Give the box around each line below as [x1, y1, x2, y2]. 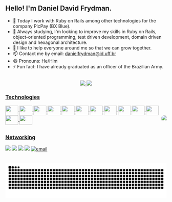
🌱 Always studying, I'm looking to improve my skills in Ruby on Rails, [12, 28, 157, 35]
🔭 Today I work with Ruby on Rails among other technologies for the [12, 17, 156, 23]
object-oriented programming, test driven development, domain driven [12, 34, 162, 40]
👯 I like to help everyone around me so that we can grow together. [12, 44, 152, 50]
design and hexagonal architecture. [12, 39, 88, 45]
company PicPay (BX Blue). [12, 23, 71, 29]
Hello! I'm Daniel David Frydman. [5, 4, 112, 13]
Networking [5, 134, 36, 141]
